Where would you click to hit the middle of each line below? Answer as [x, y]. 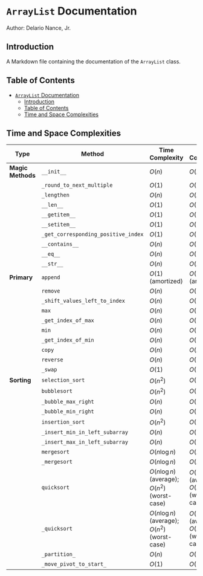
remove [51, 291]
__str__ [52, 264]
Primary [21, 277]
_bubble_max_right [68, 402]
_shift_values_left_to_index [83, 301]
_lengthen [55, 195]
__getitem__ [59, 215]
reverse [52, 360]
